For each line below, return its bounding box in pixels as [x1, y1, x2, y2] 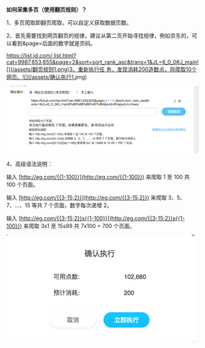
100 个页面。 [6, 181, 39, 188]
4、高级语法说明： [6, 160, 53, 167]
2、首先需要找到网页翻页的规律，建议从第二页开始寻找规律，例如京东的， [6, 32, 192, 39]
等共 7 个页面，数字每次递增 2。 [31, 202, 113, 209]
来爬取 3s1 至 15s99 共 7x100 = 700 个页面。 [23, 222, 135, 229]
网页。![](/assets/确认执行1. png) [6, 74, 88, 80]
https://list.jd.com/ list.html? [6, 52, 76, 59]
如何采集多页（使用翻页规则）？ [6, 6, 87, 13]
